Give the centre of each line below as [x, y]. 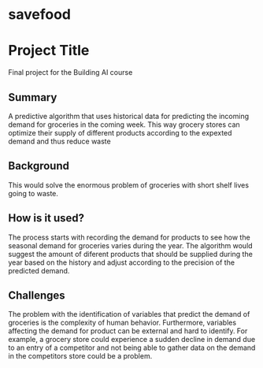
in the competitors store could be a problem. [80, 356]
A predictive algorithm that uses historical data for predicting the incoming [129, 116]
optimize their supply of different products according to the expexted [120, 132]
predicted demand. [39, 270]
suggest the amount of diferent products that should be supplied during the [131, 254]
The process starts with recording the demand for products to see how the [129, 237]
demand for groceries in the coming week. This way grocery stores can [124, 125]
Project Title [49, 51]
